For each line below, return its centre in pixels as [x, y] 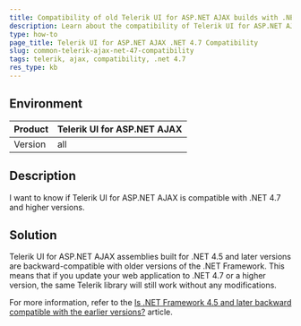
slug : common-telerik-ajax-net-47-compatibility [102, 51]
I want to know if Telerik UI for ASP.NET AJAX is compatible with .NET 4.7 [145, 197]
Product [31, 129]
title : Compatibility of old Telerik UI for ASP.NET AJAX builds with [144, 17]
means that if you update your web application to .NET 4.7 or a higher [138, 276]
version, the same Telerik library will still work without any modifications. [143, 285]
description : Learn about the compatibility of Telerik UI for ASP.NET [146, 26]
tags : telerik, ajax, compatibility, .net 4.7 [98, 59]
